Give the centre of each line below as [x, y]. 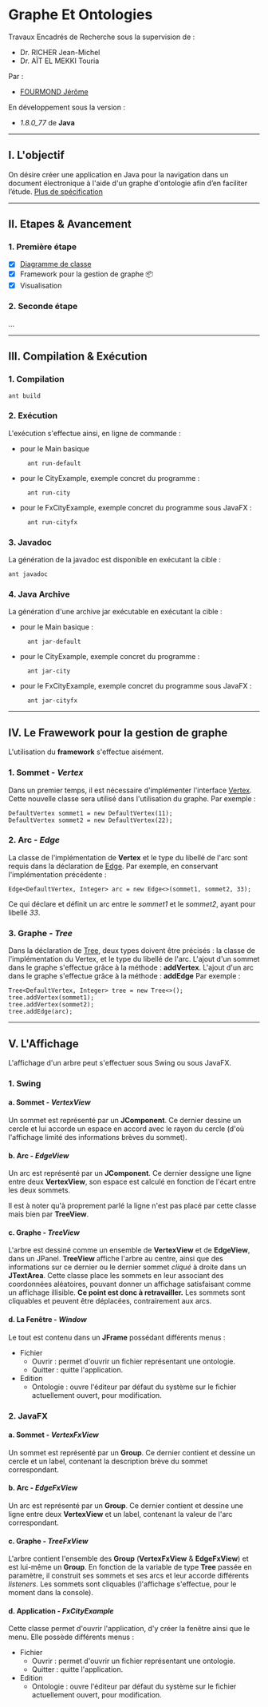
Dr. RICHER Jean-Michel [60, 52]
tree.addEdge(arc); [41, 1012]
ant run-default [54, 463]
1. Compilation [37, 379]
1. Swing [25, 1083]
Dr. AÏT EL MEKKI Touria [59, 61]
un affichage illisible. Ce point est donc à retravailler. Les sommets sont [127, 1292]
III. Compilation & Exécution [78, 357]
